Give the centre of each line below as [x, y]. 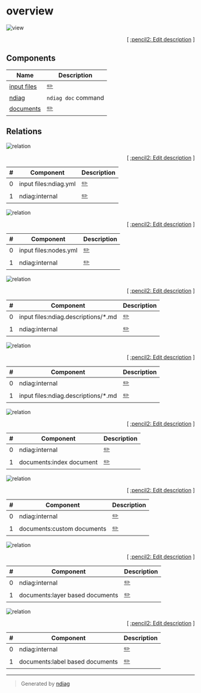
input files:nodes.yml [48, 251]
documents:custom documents [63, 529]
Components [31, 58]
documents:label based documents [68, 662]
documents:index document [58, 462]
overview [30, 11]
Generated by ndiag [45, 683]
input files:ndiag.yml [47, 184]
